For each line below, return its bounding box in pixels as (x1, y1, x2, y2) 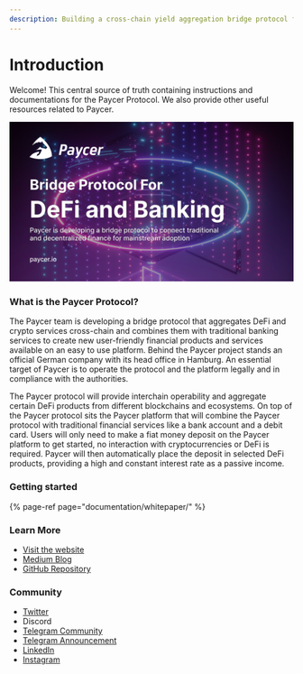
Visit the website (22, 544, 85, 555)
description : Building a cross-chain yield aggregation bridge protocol (9, 14, 289, 23)
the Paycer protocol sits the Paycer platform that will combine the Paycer (9, 411, 280, 421)
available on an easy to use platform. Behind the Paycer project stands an (9, 345, 283, 355)
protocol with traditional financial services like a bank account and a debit (9, 420, 283, 430)
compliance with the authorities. (9, 374, 129, 384)
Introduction (9, 54, 105, 75)
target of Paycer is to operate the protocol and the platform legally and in (9, 364, 280, 374)
